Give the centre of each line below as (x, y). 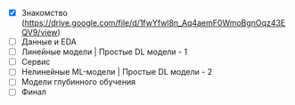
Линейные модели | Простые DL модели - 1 (104, 52)
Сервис (36, 62)
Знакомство (45, 13)
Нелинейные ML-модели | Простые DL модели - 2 (117, 72)
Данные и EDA (49, 42)
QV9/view (40, 32)
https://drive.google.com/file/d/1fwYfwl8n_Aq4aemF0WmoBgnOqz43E (155, 23)
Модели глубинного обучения (78, 82)
